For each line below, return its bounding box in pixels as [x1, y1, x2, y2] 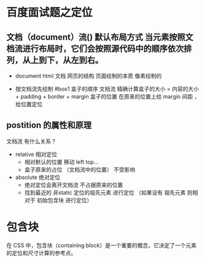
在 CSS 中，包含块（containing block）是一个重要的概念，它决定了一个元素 [6, 241, 197, 249]
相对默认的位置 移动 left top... [24, 158, 99, 165]
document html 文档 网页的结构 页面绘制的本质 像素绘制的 [15, 72, 162, 80]
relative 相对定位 [15, 151, 57, 158]
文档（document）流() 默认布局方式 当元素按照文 [6, 32, 193, 42]
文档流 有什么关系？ [6, 137, 56, 144]
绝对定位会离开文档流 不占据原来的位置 [24, 181, 123, 189]
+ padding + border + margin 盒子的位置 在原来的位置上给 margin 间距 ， [15, 93, 200, 100]
